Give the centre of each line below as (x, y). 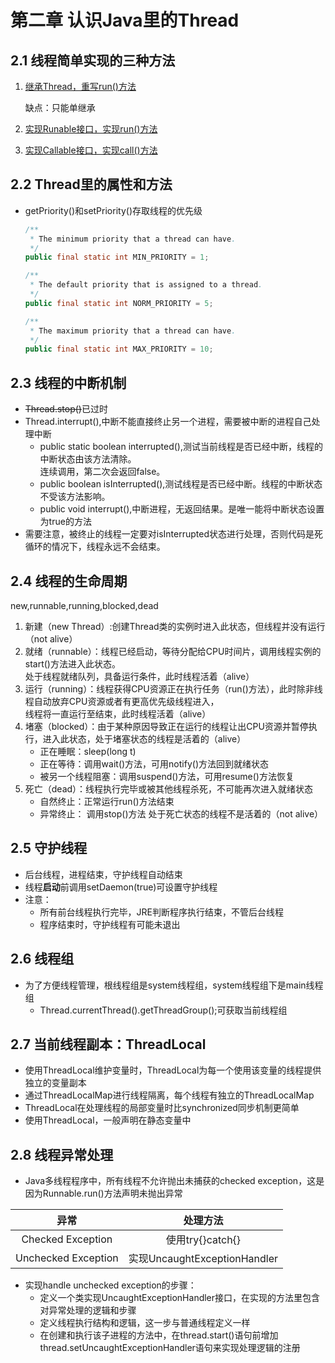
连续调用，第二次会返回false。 (102, 472)
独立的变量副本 (55, 1083)
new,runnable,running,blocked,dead (84, 605)
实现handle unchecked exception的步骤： (110, 1285)
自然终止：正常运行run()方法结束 (107, 801)
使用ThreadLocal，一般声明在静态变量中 (108, 1120)
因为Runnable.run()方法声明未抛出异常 (103, 1193)
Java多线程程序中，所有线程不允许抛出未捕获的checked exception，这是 (174, 1181)
